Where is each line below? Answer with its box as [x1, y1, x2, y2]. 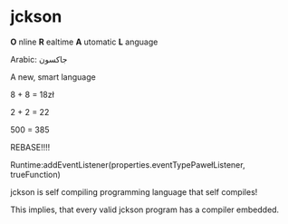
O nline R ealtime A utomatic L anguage [10, 36, 158, 47]
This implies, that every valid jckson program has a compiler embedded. [10, 204, 280, 215]
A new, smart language [10, 71, 96, 83]
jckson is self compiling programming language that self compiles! [10, 186, 258, 197]
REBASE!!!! [10, 141, 51, 152]
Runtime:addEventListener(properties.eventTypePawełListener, [10, 159, 245, 170]
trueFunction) [10, 169, 62, 180]
